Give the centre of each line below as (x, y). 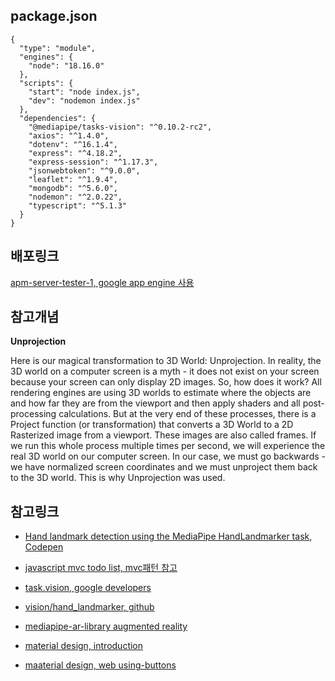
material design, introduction (84, 646)
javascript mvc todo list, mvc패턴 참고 (101, 568)
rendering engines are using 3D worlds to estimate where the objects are (161, 393)
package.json (54, 16)
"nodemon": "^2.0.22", (75, 197)
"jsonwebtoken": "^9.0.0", (84, 170)
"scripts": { (46, 83)
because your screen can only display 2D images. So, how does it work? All (166, 382)
